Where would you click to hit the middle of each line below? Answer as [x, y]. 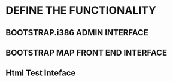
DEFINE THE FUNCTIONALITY [81, 10]
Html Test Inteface [41, 73]
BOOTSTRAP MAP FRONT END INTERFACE [86, 52]
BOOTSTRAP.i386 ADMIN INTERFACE [77, 33]
